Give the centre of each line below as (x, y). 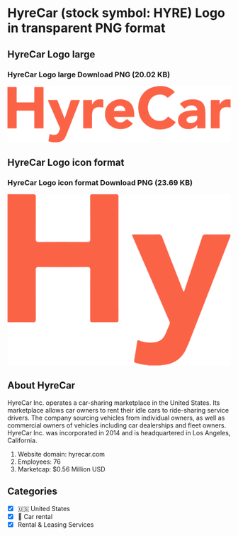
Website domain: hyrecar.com (61, 454)
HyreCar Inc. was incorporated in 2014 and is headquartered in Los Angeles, (119, 432)
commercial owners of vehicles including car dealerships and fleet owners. (117, 425)
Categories (33, 492)
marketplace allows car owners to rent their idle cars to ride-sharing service (118, 410)
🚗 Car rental (35, 516)
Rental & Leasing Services (56, 524)
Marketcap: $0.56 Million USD (61, 469)
